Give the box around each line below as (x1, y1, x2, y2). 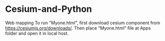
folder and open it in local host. (5, 30, 69, 36)
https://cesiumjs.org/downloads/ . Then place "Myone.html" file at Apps (5, 25, 151, 31)
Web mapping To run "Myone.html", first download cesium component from (5, 20, 161, 26)
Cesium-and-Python (5, 3, 92, 15)
